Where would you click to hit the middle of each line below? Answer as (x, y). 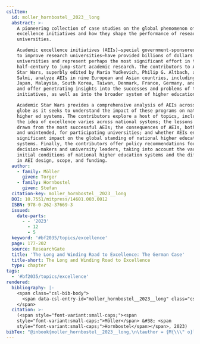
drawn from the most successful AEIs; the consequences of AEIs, (100, 127)
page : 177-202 (29, 243)
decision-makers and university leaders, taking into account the (101, 149)
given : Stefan (40, 188)
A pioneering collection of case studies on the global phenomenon (102, 28)
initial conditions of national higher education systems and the (101, 155)
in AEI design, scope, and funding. (62, 160)
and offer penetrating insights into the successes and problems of (104, 89)
